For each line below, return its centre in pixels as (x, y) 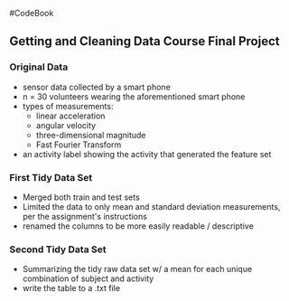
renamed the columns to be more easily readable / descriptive (138, 226)
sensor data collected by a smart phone (97, 87)
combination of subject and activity (88, 278)
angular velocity (66, 125)
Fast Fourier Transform (79, 145)
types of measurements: (68, 106)
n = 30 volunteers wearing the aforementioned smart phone (134, 96)
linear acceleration (70, 116)
